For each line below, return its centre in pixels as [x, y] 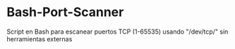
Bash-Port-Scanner [65, 12]
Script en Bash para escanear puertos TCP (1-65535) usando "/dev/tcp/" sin [117, 31]
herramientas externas [40, 38]
